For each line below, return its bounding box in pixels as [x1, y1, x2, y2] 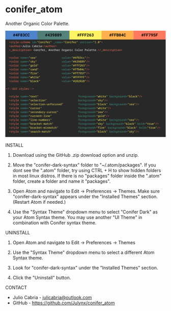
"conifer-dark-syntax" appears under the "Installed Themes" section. [12, 193, 158, 200]
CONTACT [5, 284, 27, 291]
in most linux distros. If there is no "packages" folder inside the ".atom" [12, 173, 162, 179]
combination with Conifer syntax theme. [12, 220, 97, 226]
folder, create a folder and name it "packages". [12, 178, 111, 184]
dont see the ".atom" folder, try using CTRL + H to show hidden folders [12, 167, 161, 173]
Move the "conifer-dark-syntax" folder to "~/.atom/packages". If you [12, 162, 156, 168]
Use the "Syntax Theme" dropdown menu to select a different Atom [12, 249, 155, 255]
